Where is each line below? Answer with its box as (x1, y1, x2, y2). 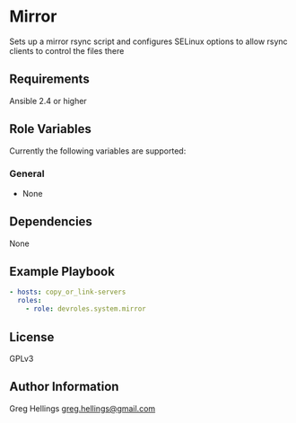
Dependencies (9, 214, 92, 230)
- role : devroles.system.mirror (25, 304, 146, 313)
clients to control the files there (9, 45, 125, 56)
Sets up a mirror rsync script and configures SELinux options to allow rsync (9, 36, 289, 47)
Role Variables (9, 121, 91, 137)
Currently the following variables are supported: (9, 145, 187, 156)
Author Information (9, 379, 119, 394)
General (9, 168, 45, 181)
